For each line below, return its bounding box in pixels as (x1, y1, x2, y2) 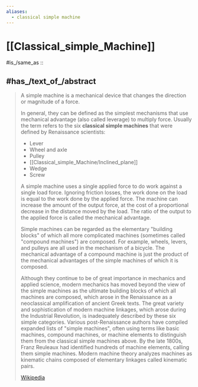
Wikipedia (20, 374, 46, 381)
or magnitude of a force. (20, 98, 80, 105)
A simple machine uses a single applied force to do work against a (20, 183, 182, 190)
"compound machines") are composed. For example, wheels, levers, (20, 238, 188, 245)
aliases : (6, 8, 28, 15)
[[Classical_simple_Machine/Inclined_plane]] (29, 159, 138, 166)
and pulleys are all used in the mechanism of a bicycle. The (20, 245, 165, 252)
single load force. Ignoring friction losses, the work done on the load (20, 189, 187, 196)
